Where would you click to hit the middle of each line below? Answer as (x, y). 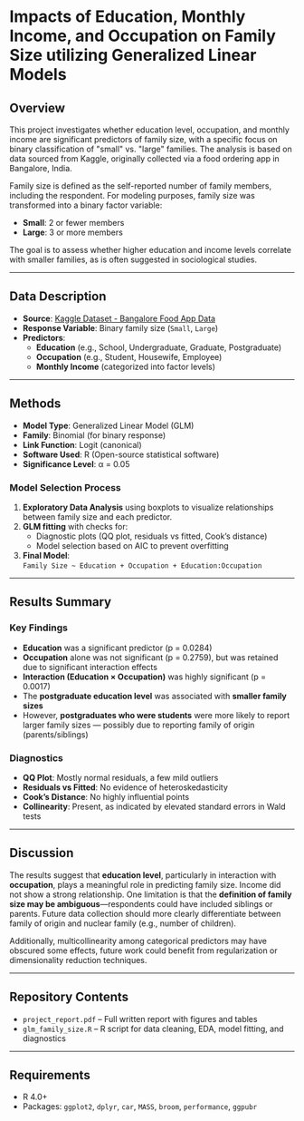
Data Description (58, 297)
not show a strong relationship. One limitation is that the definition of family (151, 894)
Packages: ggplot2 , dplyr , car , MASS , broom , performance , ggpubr (140, 1106)
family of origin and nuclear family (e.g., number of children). (123, 923)
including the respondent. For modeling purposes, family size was (132, 195)
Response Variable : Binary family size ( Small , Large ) (120, 327)
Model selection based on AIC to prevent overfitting (132, 545)
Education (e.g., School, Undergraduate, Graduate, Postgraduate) (159, 347)
